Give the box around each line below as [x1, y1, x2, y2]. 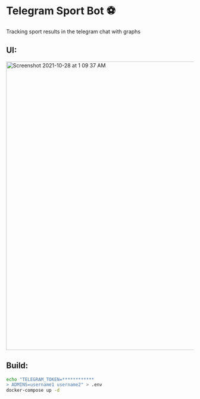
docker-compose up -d [6, 388, 60, 394]
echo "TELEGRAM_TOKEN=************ [6, 376, 95, 382]
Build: [6, 361, 29, 371]
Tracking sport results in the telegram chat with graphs [6, 27, 141, 35]
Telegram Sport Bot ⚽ [6, 4, 116, 18]
